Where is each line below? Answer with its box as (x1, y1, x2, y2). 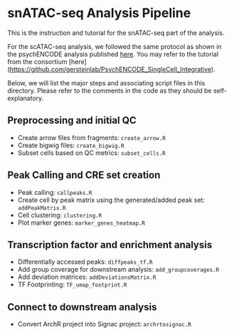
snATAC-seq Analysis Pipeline (7, 5, 191, 21)
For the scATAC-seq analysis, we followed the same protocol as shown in (7, 42, 222, 50)
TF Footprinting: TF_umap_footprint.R (17, 280, 127, 289)
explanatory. (7, 94, 44, 102)
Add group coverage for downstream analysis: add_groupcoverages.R (17, 265, 219, 274)
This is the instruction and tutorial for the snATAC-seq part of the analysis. (7, 28, 225, 37)
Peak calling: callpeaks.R (17, 188, 92, 196)
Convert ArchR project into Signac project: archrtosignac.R (17, 320, 192, 329)
